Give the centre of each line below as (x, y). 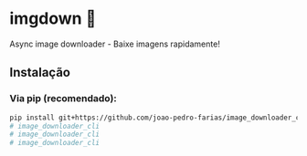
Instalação (40, 73)
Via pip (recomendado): (63, 99)
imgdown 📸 (53, 19)
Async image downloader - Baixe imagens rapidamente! (115, 44)
